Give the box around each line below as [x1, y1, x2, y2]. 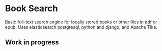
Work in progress [5, 38, 59, 47]
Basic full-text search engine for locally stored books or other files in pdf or [5, 19, 158, 25]
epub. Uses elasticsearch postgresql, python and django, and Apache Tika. [5, 24, 158, 30]
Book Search [5, 3, 58, 14]
